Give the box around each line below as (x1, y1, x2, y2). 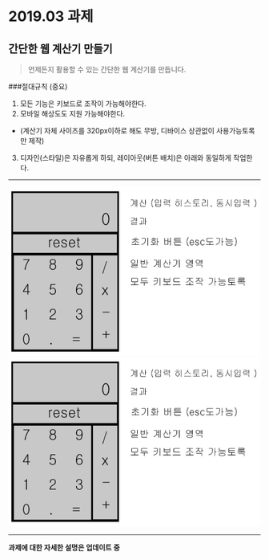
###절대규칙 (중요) (8, 82, 68, 91)
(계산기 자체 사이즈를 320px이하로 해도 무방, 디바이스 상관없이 (19, 126, 215, 135)
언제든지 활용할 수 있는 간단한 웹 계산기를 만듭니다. (27, 65, 187, 74)
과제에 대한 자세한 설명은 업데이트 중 (8, 543, 120, 552)
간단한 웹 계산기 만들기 (8, 42, 114, 55)
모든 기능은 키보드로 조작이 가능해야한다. (19, 99, 147, 108)
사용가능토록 (215, 126, 255, 135)
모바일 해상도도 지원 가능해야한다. (19, 109, 126, 118)
